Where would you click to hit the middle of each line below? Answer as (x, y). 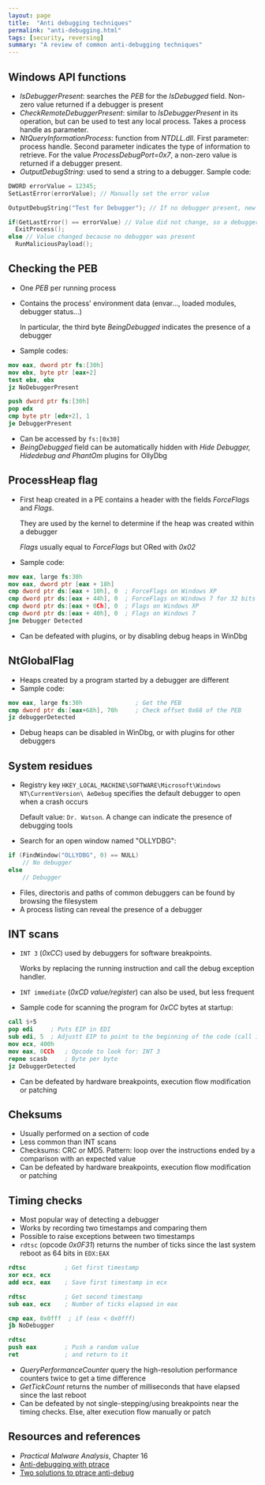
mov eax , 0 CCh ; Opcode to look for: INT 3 (84, 1051)
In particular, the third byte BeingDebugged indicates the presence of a (135, 327)
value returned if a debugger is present (100, 104)
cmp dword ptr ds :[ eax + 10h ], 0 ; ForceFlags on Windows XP (112, 591)
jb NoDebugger (32, 1326)
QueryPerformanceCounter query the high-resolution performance (129, 1369)
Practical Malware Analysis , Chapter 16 (84, 1456)
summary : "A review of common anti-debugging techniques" (105, 45)
